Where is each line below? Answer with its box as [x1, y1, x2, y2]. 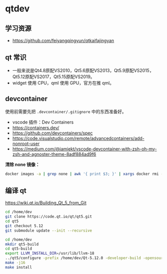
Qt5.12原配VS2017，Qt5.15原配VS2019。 [12, 73, 95, 80]
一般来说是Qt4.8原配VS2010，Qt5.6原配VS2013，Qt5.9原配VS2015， [12, 67, 154, 73]
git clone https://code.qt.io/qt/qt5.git [5, 214, 92, 219]
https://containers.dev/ [12, 125, 60, 131]
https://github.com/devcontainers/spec [12, 130, 93, 136]
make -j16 [5, 260, 26, 266]
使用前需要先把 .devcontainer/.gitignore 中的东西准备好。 [5, 108, 127, 115]
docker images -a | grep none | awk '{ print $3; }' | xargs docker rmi [5, 171, 159, 176]
